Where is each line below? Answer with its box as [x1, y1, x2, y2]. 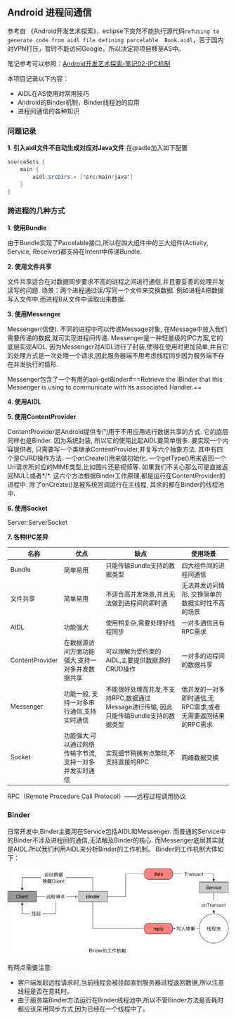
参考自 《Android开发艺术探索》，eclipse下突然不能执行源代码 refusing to [7, 27, 220, 35]
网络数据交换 [181, 753, 219, 761]
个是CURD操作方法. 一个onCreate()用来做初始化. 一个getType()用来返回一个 [7, 454, 227, 462]
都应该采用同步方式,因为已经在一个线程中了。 [17, 1005, 149, 1013]
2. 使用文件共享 [7, 262, 52, 270]
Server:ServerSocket [7, 518, 68, 526]
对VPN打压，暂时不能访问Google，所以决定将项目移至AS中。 [7, 44, 185, 53]
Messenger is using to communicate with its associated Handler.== [7, 382, 202, 391]
